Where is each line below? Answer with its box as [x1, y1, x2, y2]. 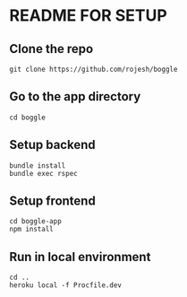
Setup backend [9, 137, 96, 153]
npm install [9, 225, 54, 234]
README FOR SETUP [9, 5, 167, 26]
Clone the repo [9, 41, 94, 57]
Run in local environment [9, 249, 151, 265]
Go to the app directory [9, 89, 141, 104]
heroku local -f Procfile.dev [9, 281, 123, 290]
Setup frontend [9, 194, 96, 209]
